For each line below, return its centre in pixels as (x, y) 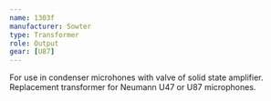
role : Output (34, 43)
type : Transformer (44, 35)
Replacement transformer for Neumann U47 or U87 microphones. (133, 87)
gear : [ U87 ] (32, 52)
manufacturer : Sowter (51, 26)
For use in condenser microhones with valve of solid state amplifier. (136, 77)
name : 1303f (32, 18)
